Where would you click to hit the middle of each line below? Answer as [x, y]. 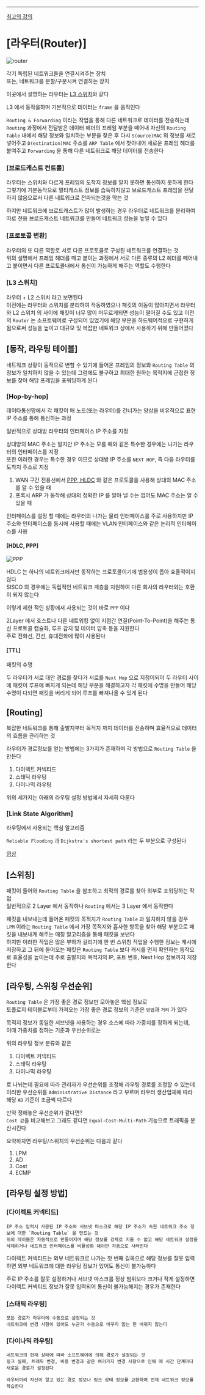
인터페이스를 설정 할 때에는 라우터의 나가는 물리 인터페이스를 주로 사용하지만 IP [100, 516]
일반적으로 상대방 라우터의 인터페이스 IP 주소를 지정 [67, 431]
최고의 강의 [20, 17]
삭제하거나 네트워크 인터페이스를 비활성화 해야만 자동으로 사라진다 [77, 1246]
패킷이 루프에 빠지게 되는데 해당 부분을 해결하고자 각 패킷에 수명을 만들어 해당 [105, 685]
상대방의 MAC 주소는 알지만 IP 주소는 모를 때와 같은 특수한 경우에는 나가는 [95, 444]
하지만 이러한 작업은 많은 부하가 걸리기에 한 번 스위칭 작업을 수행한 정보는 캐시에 [102, 942]
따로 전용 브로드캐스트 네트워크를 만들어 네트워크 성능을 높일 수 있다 [87, 218]
